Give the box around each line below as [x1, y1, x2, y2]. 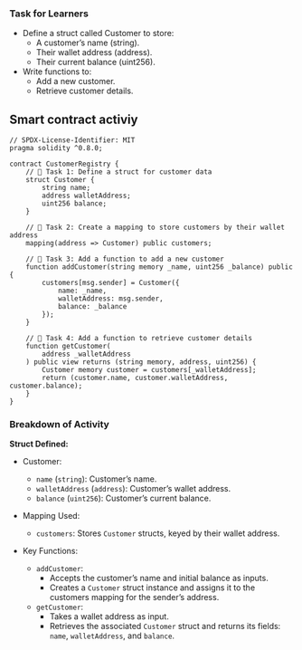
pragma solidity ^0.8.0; [9, 144, 103, 153]
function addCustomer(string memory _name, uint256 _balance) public [25, 263, 294, 272]
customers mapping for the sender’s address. [49, 592, 220, 603]
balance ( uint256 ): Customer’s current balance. [35, 492, 212, 504]
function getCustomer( [25, 342, 111, 351]
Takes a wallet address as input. [49, 611, 169, 622]
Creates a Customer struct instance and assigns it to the [49, 582, 256, 593]
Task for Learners [9, 7, 89, 20]
